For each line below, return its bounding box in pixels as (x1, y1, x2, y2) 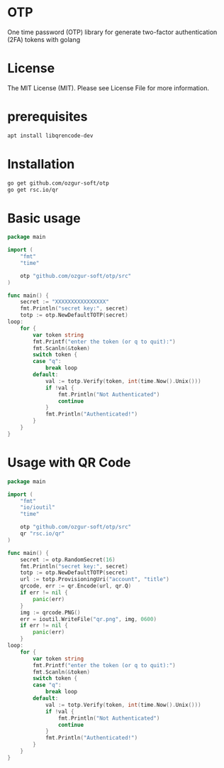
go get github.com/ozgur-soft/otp (7, 179, 110, 187)
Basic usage (7, 210, 81, 226)
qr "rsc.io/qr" (20, 530, 65, 537)
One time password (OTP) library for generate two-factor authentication (7, 28, 218, 36)
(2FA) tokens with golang (7, 35, 81, 43)
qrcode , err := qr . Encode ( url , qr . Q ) (20, 583, 132, 590)
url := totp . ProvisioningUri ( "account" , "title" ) (20, 576, 170, 583)
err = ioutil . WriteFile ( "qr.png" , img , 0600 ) (20, 615, 157, 622)
